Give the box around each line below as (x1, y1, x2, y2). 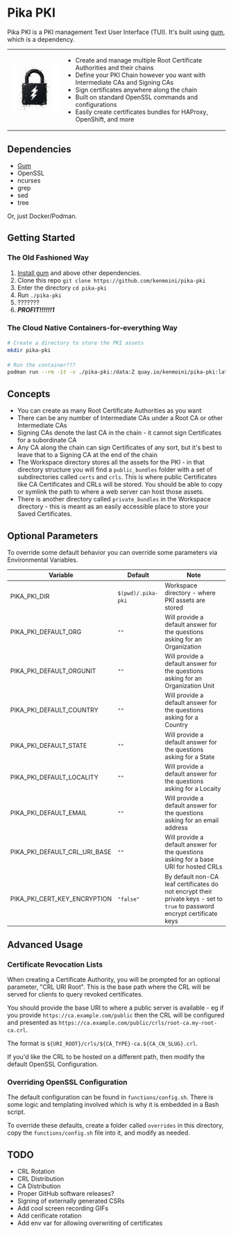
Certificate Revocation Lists (7, 960, 103, 969)
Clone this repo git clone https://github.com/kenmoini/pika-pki (17, 276, 206, 284)
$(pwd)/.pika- (117, 590, 158, 597)
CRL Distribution (17, 1175, 64, 1183)
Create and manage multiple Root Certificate (75, 56, 202, 64)
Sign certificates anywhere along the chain (75, 85, 198, 94)
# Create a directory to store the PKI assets (7, 339, 144, 347)
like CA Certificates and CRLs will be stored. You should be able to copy (17, 481, 223, 489)
